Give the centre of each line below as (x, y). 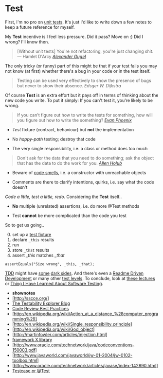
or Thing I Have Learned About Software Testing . (54, 283)
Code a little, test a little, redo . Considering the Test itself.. (63, 197)
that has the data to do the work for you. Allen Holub (70, 163)
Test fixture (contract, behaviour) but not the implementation (73, 129)
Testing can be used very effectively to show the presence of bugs (84, 80)
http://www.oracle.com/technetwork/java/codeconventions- (74, 345)
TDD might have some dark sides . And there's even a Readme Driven (74, 273)
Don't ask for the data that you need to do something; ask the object (85, 158)
